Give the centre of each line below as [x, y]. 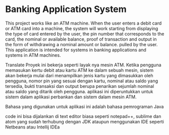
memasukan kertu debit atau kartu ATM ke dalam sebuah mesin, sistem [79, 70]
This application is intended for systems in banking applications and [76, 50]
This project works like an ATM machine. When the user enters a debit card [83, 23]
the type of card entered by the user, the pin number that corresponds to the [85, 34]
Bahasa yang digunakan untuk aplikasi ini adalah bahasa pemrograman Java [84, 106]
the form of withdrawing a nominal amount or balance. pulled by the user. [81, 44]
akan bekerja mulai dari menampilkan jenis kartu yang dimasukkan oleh [79, 75]
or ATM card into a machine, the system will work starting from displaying [82, 28]
